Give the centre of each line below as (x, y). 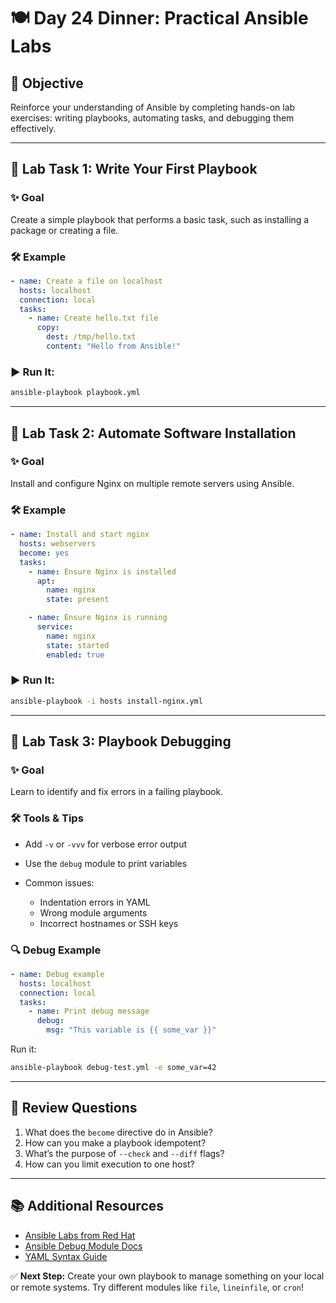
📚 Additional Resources (87, 1206)
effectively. (33, 128)
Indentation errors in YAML (95, 902)
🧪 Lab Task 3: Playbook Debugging (121, 741)
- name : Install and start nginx (80, 535)
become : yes (44, 553)
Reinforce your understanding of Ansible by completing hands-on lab (153, 107)
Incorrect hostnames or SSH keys (109, 923)
